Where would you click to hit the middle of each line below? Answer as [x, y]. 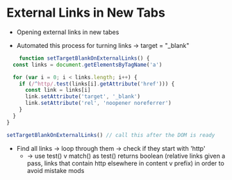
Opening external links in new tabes [68, 32]
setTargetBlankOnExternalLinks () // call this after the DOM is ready [111, 135]
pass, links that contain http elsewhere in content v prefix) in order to [126, 163]
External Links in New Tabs [86, 13]
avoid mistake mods [56, 170]
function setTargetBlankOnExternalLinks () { [84, 58]
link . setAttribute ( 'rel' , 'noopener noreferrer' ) [98, 103]
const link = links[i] [58, 90]
